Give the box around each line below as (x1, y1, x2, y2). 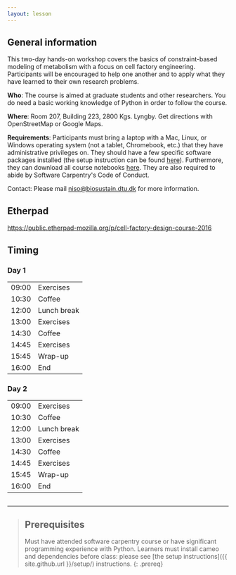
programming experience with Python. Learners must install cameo (24, 545, 220, 553)
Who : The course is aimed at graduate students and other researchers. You (7, 91, 226, 99)
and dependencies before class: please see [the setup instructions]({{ (24, 552, 228, 561)
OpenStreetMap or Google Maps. (7, 120, 103, 128)
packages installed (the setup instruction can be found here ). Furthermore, (7, 156, 223, 164)
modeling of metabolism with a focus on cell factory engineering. (7, 63, 196, 71)
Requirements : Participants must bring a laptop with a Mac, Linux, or (7, 133, 207, 142)
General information (7, 37, 97, 49)
